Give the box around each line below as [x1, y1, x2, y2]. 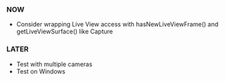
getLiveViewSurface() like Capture [16, 27, 114, 35]
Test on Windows [16, 67, 66, 76]
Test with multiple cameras [16, 60, 93, 68]
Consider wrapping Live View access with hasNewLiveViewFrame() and [16, 20, 219, 29]
